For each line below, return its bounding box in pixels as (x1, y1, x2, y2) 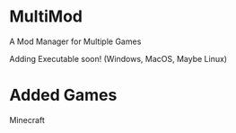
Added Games (9, 85, 118, 105)
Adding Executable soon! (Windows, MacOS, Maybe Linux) (9, 53, 227, 64)
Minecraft (9, 114, 45, 125)
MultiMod (9, 6, 83, 27)
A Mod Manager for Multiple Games (9, 36, 142, 47)
